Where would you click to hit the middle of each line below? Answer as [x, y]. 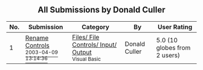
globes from [173, 48]
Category [95, 27]
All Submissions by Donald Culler [101, 10]
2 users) [168, 55]
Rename [37, 37]
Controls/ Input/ [95, 45]
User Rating [175, 27]
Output [82, 52]
